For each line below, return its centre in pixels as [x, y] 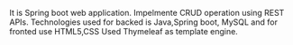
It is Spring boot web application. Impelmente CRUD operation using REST [147, 13]
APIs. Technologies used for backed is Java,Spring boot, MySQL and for [143, 22]
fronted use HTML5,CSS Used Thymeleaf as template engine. [124, 31]
